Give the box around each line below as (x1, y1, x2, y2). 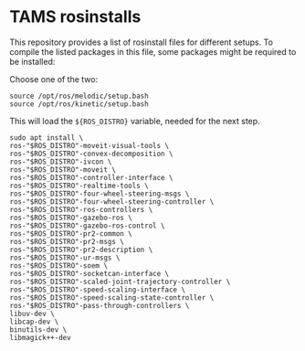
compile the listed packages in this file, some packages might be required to (9, 46, 297, 57)
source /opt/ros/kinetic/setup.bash (9, 99, 149, 109)
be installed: (9, 56, 56, 67)
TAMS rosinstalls (9, 6, 142, 27)
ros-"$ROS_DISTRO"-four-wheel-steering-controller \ (9, 197, 215, 207)
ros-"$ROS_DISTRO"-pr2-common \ (9, 229, 132, 239)
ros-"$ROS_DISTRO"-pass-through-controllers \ (9, 301, 190, 310)
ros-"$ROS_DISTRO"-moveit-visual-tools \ (9, 141, 170, 150)
